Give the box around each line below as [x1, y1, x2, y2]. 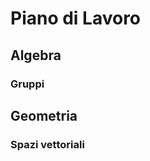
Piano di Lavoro [10, 7, 142, 30]
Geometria [10, 107, 78, 124]
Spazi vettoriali [10, 137, 85, 151]
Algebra [10, 47, 62, 64]
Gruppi [10, 77, 45, 91]
